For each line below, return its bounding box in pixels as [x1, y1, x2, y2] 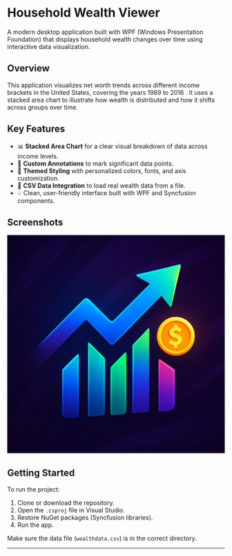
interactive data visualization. [7, 42, 90, 51]
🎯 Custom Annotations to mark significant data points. [17, 159, 174, 168]
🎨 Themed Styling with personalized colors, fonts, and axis [17, 166, 186, 174]
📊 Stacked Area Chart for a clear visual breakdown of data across [17, 142, 208, 150]
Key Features [7, 123, 66, 135]
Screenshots [7, 216, 64, 228]
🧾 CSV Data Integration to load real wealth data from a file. [17, 181, 186, 190]
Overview [7, 62, 50, 74]
